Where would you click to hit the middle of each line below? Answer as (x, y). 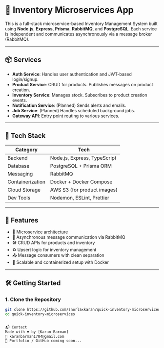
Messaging (20, 174)
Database (19, 166)
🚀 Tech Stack (25, 136)
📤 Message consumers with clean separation (58, 255)
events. (20, 100)
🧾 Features (22, 220)
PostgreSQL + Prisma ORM (81, 166)
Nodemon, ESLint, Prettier (80, 198)
